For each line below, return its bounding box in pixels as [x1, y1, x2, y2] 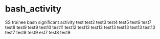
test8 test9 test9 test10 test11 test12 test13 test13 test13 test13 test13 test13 [5, 24, 156, 30]
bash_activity [5, 3, 62, 14]
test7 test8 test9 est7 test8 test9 [5, 29, 71, 35]
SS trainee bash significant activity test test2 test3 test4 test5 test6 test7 [5, 19, 152, 25]
